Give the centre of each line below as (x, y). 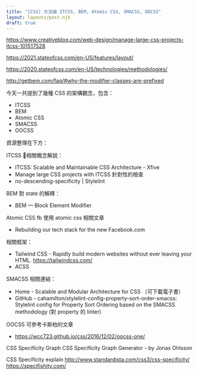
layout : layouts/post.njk (38, 17)
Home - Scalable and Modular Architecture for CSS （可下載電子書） (99, 292)
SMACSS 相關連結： (31, 279)
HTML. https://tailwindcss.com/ (53, 260)
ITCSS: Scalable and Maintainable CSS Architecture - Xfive (87, 167)
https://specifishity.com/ (36, 366)
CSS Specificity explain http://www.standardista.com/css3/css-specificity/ (98, 359)
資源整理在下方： (27, 143)
